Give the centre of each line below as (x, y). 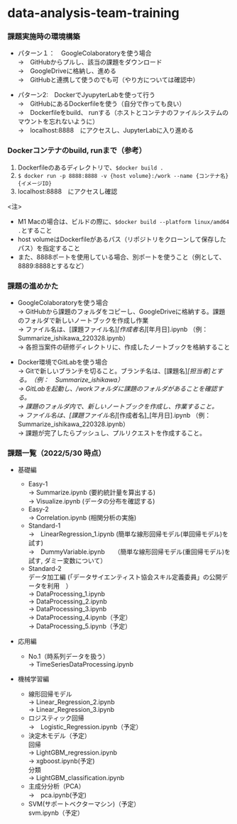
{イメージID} (34, 183)
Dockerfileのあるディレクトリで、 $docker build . (90, 167)
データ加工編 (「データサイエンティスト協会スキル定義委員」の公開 (125, 577)
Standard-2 (45, 569)
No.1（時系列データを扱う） (67, 657)
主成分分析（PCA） (56, 786)
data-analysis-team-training (93, 13)
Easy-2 (39, 509)
